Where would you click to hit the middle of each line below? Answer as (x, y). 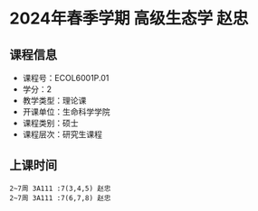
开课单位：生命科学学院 (66, 112)
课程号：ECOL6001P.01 (66, 78)
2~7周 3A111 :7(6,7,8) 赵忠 (60, 198)
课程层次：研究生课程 (62, 134)
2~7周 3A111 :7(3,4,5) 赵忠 (60, 188)
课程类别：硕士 (50, 123)
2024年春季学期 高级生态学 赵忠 (129, 18)
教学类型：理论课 (54, 101)
